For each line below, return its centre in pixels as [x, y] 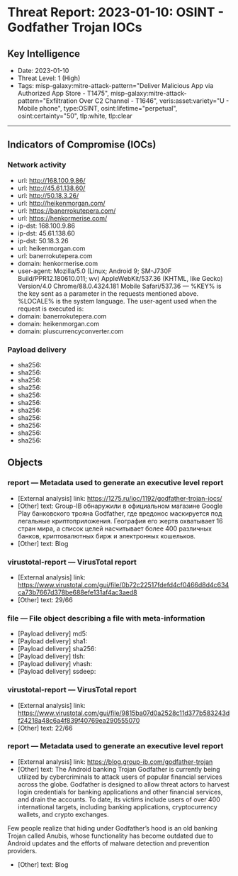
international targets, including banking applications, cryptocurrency [117, 806]
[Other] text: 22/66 [45, 728]
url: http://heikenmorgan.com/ [61, 203]
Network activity [37, 165]
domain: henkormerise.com [57, 263]
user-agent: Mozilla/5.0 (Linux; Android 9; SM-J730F [95, 271]
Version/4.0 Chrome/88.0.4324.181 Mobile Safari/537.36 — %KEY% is [119, 286]
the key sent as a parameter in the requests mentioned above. [108, 293]
